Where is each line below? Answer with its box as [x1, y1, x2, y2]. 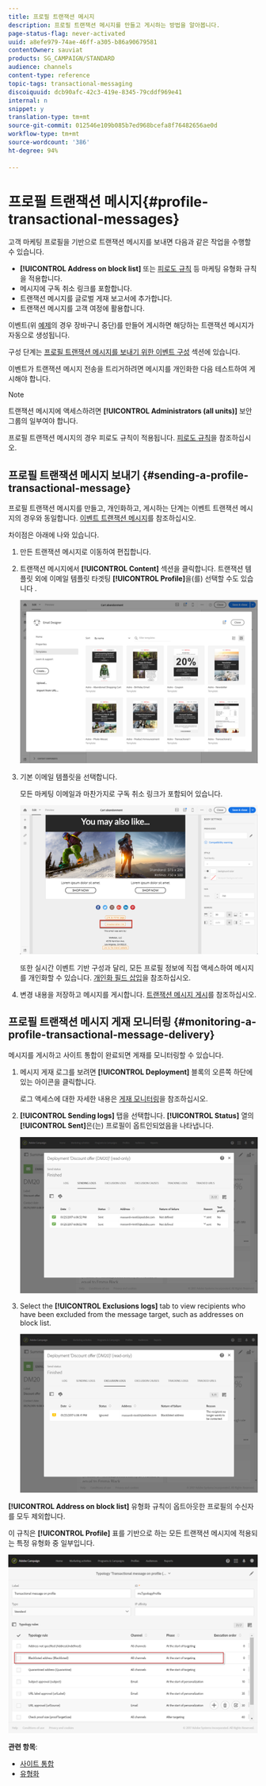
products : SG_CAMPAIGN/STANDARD [8, 55, 115, 63]
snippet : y [8, 105, 44, 113]
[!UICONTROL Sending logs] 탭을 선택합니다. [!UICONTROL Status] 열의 [19, 1111, 255, 1120]
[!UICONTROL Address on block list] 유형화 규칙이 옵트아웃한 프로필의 [8, 1501, 234, 1511]
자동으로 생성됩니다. [8, 330, 70, 340]
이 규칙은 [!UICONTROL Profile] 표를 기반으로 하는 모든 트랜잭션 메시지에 [8, 1528, 237, 1538]
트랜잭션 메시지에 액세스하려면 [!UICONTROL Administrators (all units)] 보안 [8, 406, 253, 416]
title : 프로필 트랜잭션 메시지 [8, 13, 95, 21]
